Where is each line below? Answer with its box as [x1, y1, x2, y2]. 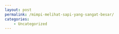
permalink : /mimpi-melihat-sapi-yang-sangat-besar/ [4, 12, 114, 17]
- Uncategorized [13, 21, 48, 26]
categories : [4, 16, 29, 21]
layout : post [4, 7, 32, 12]
